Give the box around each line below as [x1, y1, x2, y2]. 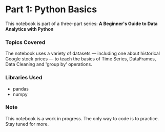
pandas [12, 85, 29, 92]
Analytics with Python [5, 26, 54, 32]
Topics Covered [5, 38, 46, 46]
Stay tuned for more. [5, 121, 49, 127]
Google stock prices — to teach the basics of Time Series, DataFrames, [5, 56, 156, 62]
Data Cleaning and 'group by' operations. [5, 61, 92, 68]
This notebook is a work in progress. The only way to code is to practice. [5, 115, 159, 121]
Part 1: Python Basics [5, 4, 97, 15]
